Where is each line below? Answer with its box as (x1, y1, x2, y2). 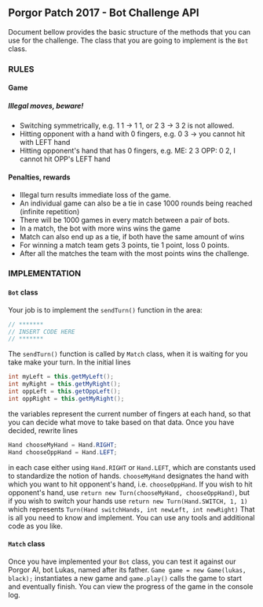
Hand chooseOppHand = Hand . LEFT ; (8, 448, 118, 456)
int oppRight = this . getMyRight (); (8, 394, 125, 402)
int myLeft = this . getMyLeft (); (8, 373, 114, 381)
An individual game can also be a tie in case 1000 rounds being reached (19, 198, 253, 208)
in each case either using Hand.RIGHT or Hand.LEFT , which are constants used (8, 462, 256, 472)
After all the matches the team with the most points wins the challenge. (19, 248, 250, 258)
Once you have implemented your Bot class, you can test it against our (8, 557, 237, 566)
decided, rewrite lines (8, 425, 79, 435)
